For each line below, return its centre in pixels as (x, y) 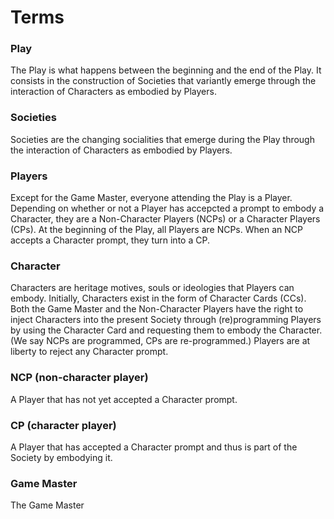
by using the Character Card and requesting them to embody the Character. (166, 330)
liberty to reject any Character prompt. (89, 352)
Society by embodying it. (61, 457)
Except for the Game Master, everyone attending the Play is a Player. (151, 198)
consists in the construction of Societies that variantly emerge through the (163, 81)
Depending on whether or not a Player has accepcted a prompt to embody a (167, 208)
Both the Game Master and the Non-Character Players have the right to (157, 309)
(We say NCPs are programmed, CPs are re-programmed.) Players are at (160, 341)
